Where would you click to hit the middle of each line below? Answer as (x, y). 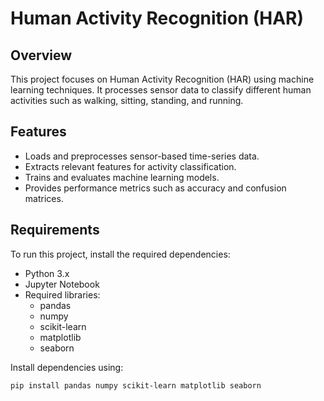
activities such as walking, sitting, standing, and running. (127, 100)
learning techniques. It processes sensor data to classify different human (161, 90)
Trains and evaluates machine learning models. (122, 177)
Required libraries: (62, 294)
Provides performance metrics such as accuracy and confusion (155, 188)
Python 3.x (47, 273)
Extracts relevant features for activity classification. (130, 166)
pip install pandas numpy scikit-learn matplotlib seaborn (136, 385)
